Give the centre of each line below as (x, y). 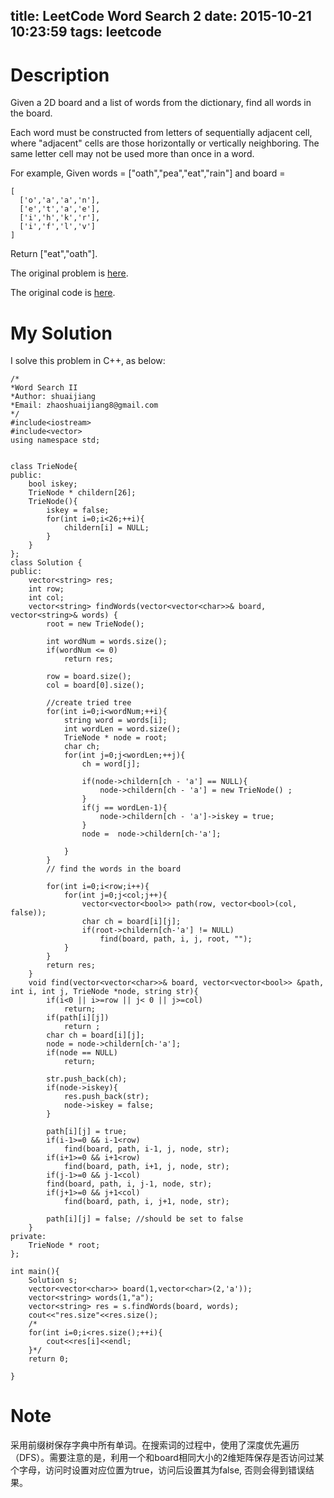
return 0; (49, 1359)
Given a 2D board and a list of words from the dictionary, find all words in (161, 103)
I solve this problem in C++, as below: (88, 361)
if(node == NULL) (82, 1053)
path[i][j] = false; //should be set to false (145, 1219)
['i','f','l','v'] (58, 227)
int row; (46, 589)
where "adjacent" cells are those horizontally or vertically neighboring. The (165, 143)
